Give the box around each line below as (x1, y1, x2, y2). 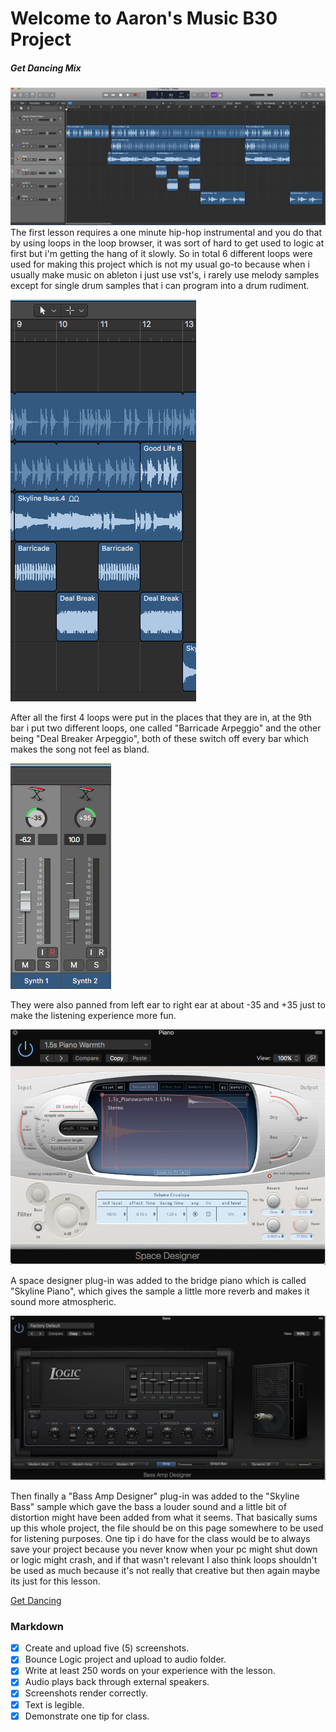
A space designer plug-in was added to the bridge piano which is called (10, 1274, 307, 1286)
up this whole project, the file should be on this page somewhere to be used (10, 1522, 324, 1534)
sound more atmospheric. (10, 1295, 117, 1307)
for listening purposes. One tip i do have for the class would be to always (10, 1532, 311, 1544)
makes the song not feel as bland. (10, 743, 150, 756)
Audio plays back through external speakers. (24, 1676, 210, 1688)
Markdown (10, 1619, 64, 1633)
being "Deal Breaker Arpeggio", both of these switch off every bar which (10, 733, 310, 745)
